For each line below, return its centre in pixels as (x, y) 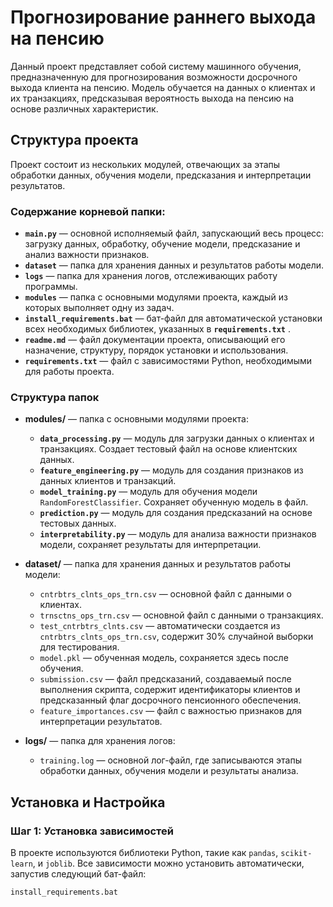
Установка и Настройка (88, 802)
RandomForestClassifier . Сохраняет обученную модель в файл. (174, 502)
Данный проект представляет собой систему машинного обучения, (156, 66)
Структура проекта (74, 140)
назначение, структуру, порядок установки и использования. (156, 350)
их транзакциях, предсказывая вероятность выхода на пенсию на (152, 98)
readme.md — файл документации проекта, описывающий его (155, 340)
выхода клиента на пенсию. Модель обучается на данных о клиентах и (163, 87)
